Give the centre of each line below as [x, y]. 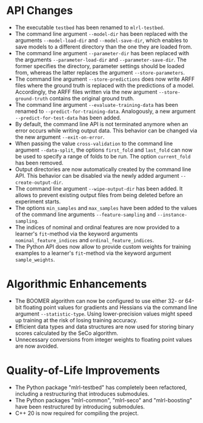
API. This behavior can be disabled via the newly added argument [97, 175]
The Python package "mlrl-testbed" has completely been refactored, [101, 387]
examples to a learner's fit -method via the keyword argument [93, 253]
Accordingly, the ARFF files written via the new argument [86, 92]
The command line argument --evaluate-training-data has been [97, 104]
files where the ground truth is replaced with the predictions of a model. [105, 85]
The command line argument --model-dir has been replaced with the [101, 33]
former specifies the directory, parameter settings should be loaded [100, 66]
